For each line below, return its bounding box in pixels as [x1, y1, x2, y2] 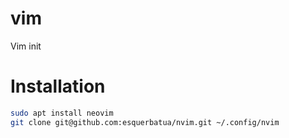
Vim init [10, 40, 42, 52]
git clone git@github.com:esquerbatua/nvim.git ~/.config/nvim [10, 117, 280, 127]
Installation [10, 75, 106, 98]
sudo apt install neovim [10, 108, 114, 118]
